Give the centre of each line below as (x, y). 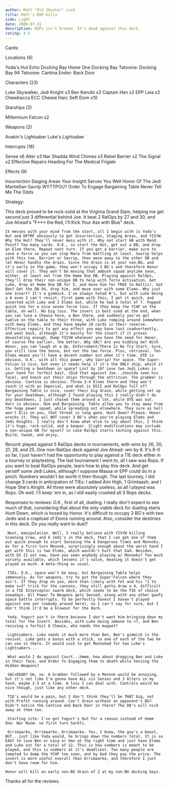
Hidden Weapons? (22, 666)
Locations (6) (19, 58)
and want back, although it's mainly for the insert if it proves (76, 333)
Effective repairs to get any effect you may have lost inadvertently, (82, 329)
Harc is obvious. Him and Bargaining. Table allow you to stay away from (84, 404)
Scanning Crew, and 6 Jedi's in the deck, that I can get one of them (81, 537)
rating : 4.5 (18, 33)
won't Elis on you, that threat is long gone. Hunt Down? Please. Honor (83, 413)
